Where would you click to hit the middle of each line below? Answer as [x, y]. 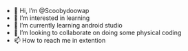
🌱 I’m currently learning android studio [68, 25]
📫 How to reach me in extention [60, 40]
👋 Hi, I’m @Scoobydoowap [51, 11]
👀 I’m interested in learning [52, 18]
